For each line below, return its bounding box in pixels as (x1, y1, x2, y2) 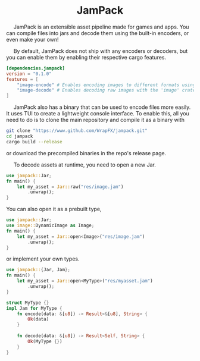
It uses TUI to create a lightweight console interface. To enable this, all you (6, 110, 189, 117)
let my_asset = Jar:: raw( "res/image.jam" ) (17, 184, 124, 190)
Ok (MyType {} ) (27, 338, 62, 344)
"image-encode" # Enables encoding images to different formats (17, 81, 180, 88)
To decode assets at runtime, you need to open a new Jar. (13, 161, 156, 168)
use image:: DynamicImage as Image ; (6, 222, 95, 229)
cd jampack (6, 133, 33, 140)
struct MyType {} (6, 300, 49, 306)
